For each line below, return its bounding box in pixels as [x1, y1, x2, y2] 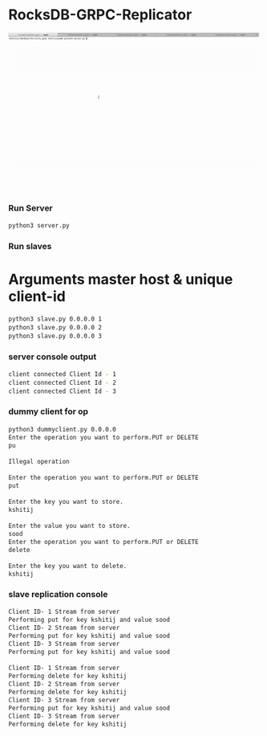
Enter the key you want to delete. [8, 562, 127, 570]
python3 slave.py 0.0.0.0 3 [8, 332, 103, 340]
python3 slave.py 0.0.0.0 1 [8, 315, 103, 323]
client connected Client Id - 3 [8, 387, 116, 395]
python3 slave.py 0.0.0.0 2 [8, 323, 103, 331]
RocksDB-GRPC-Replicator [8, 6, 192, 24]
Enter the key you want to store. [8, 497, 124, 505]
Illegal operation [8, 457, 70, 465]
